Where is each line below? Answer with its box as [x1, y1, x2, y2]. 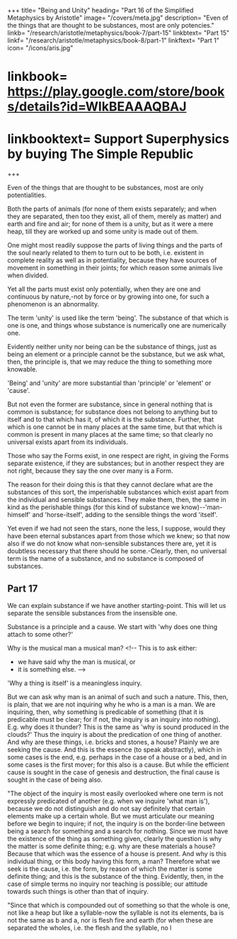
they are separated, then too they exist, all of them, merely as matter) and [7, 212, 221, 221]
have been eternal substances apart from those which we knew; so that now [7, 532, 231, 540]
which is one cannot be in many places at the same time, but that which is [7, 423, 223, 431]
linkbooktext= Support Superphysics [7, 131, 230, 148]
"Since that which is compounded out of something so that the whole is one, [7, 901, 231, 909]
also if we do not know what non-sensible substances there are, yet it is [7, 539, 217, 548]
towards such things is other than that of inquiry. [7, 887, 149, 896]
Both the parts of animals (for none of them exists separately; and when [7, 205, 217, 213]
